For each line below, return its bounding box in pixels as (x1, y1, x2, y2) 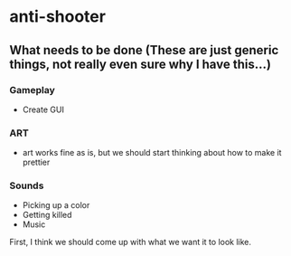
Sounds (9, 179, 44, 192)
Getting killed (22, 210, 72, 221)
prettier (22, 156, 51, 168)
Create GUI (22, 104, 65, 115)
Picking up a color (22, 200, 90, 211)
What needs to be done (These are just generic (9, 43, 279, 58)
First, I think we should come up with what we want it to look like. (9, 237, 251, 248)
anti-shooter (9, 6, 107, 27)
